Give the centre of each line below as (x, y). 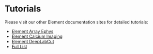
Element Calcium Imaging (37, 36)
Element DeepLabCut (33, 41)
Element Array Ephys (32, 31)
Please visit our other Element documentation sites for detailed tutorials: (76, 22)
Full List (19, 46)
